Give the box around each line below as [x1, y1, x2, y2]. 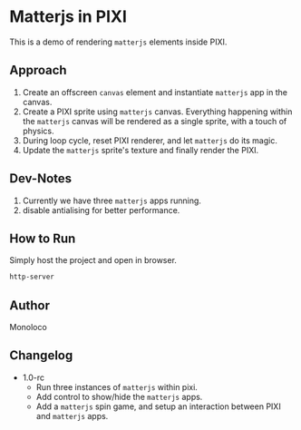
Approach [9, 63, 67, 78]
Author [9, 298, 50, 313]
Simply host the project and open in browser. [9, 255, 177, 266]
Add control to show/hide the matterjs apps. [35, 391, 203, 402]
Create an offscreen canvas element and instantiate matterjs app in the [22, 86, 288, 97]
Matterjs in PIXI [9, 6, 127, 27]
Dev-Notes [9, 171, 73, 187]
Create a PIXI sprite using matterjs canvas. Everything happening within [22, 106, 293, 117]
